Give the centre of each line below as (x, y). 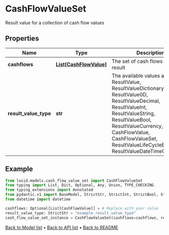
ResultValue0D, (130, 95)
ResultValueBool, (132, 120)
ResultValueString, (133, 113)
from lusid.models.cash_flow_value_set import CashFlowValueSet (74, 181)
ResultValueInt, (129, 107)
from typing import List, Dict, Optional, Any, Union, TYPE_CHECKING (80, 185)
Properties (22, 38)
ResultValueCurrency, (137, 126)
